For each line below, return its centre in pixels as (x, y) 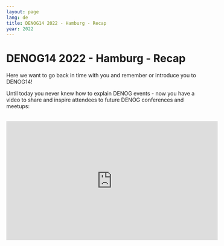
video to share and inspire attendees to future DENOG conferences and (95, 100)
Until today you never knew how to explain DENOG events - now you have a (101, 94)
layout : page (23, 12)
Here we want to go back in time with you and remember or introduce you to (101, 76)
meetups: (18, 106)
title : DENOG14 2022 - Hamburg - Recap (56, 23)
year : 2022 (20, 29)
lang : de (17, 18)
